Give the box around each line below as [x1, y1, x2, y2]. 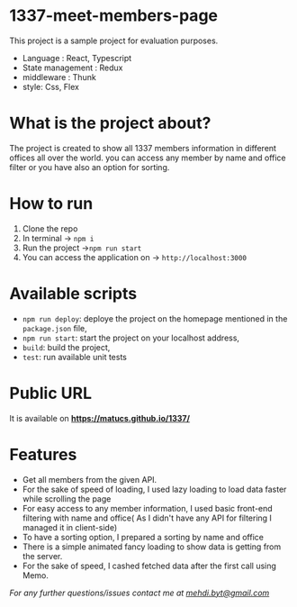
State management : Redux [22, 62, 123, 73]
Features [9, 444, 77, 465]
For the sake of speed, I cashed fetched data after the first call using [22, 560, 277, 571]
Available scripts [9, 284, 138, 303]
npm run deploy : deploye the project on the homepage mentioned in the [22, 313, 288, 324]
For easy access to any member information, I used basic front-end [22, 503, 273, 513]
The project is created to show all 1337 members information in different [9, 142, 277, 153]
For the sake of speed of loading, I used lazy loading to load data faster [22, 484, 287, 494]
